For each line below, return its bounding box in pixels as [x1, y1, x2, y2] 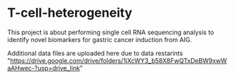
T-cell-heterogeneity [7, 5, 133, 21]
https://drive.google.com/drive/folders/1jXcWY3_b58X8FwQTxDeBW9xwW [10, 56, 227, 64]
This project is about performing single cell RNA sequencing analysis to [7, 28, 214, 36]
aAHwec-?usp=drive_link [7, 64, 81, 72]
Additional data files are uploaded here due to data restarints [7, 49, 183, 57]
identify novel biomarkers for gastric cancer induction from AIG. [7, 35, 192, 43]
